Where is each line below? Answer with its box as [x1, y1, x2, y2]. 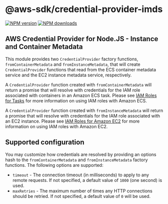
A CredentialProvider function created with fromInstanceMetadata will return [5, 107, 163, 114]
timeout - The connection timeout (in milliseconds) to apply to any [12, 172, 149, 178]
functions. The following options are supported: [5, 162, 104, 168]
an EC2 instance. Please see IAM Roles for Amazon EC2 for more [5, 118, 140, 124]
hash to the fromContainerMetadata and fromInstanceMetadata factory [5, 157, 148, 163]
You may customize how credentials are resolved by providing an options [5, 151, 156, 157]
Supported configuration [5, 138, 85, 147]
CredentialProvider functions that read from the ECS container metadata [5, 66, 156, 72]
